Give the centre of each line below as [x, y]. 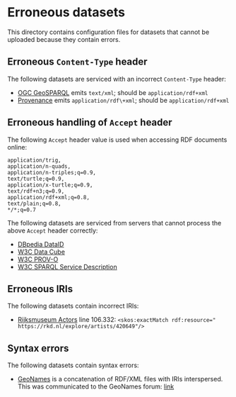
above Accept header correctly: [53, 230]
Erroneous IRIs [40, 289]
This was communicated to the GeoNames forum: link [96, 386]
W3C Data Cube [41, 252]
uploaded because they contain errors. [64, 39]
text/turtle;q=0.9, [36, 179]
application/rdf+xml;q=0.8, [49, 197]
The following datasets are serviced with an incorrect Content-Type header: [117, 79]
